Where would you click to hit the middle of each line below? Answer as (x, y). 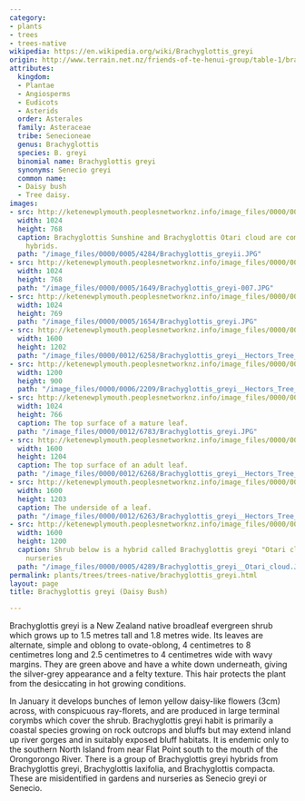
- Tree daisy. (44, 195)
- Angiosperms (44, 94)
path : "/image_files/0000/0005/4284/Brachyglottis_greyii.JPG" (139, 254)
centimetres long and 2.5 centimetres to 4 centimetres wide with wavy (141, 655)
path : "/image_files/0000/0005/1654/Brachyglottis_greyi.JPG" (138, 322)
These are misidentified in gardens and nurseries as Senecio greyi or (138, 778)
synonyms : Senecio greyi (64, 170)
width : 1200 (40, 372)
